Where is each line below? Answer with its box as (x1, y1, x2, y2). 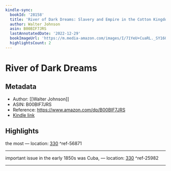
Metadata (5, 82, 37, 91)
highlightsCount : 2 (10, 41, 51, 46)
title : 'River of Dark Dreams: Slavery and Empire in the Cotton (10, 17, 152, 22)
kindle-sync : (5, 7, 33, 13)
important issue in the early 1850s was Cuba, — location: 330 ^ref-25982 (5, 155, 159, 161)
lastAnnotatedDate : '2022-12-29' (10, 31, 81, 36)
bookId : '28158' (10, 12, 44, 17)
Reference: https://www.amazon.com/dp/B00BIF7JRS (12, 107, 126, 113)
